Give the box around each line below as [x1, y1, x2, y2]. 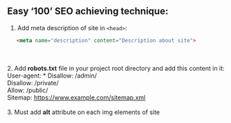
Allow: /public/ [7, 86, 48, 94]
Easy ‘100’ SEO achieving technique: [7, 5, 169, 17]
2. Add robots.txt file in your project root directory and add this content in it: [7, 64, 225, 72]
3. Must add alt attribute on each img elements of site [7, 108, 160, 116]
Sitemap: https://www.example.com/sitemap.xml [7, 93, 146, 102]
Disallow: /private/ [7, 78, 59, 87]
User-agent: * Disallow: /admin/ [7, 71, 98, 80]
